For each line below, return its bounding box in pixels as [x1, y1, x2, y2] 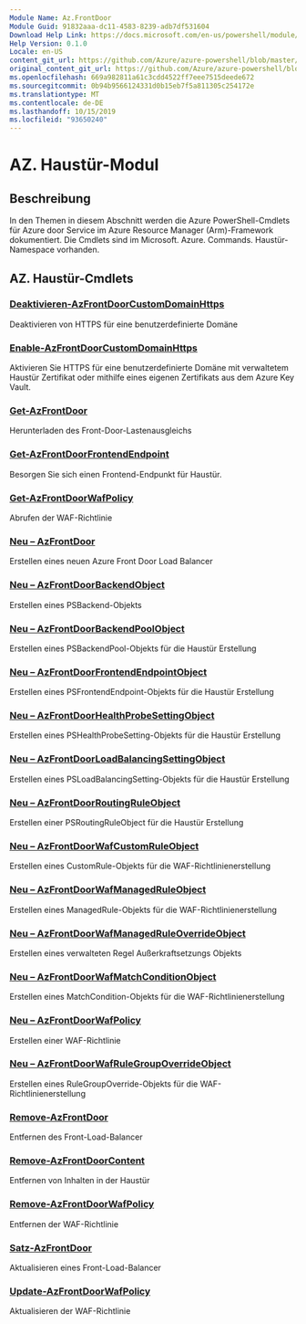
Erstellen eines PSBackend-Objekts [9, 599, 143, 610]
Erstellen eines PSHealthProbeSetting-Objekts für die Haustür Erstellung [9, 730, 280, 741]
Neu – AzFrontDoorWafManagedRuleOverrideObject [9, 927, 246, 940]
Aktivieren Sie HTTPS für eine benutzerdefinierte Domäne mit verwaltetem [9, 363, 289, 373]
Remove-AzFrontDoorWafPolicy [9, 1198, 155, 1211]
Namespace [9, 244, 55, 256]
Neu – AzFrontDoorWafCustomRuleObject [9, 840, 199, 852]
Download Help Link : [9, 30, 88, 39]
